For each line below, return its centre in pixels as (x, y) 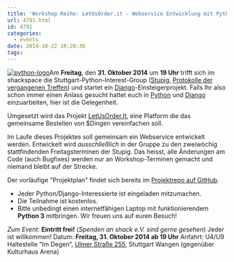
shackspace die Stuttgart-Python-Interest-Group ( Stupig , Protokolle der (110, 80)
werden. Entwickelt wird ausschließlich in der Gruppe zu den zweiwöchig (112, 144)
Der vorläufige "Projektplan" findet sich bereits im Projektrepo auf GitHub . (113, 180)
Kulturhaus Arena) (33, 252)
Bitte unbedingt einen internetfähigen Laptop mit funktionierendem (113, 208)
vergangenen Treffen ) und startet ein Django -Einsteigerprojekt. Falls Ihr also (117, 87)
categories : (24, 33)
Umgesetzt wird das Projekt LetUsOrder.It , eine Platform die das (99, 115)
